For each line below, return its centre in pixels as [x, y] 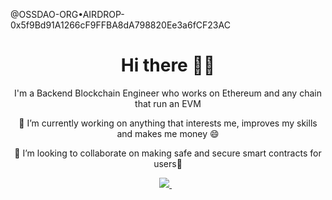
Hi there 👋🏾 [168, 65]
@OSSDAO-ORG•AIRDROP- [67, 14]
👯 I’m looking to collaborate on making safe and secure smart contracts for [168, 153]
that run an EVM [168, 103]
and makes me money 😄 [168, 133]
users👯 [168, 163]
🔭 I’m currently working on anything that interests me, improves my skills [168, 123]
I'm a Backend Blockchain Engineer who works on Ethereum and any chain [168, 93]
